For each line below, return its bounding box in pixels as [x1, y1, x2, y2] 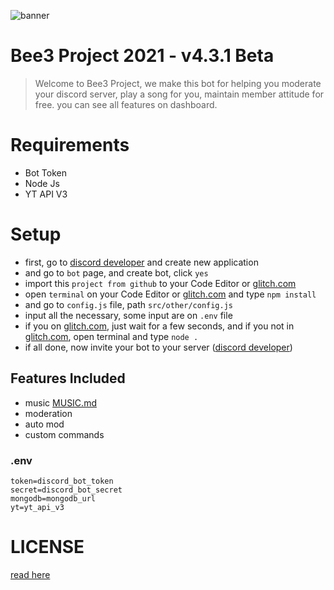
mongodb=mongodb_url [10, 493, 97, 504]
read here [10, 568, 51, 580]
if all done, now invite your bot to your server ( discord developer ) [24, 341, 293, 353]
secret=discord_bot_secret [10, 485, 123, 495]
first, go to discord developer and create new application [24, 256, 259, 268]
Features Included [10, 370, 126, 387]
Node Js [24, 177, 60, 189]
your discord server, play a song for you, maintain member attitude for [34, 88, 325, 100]
